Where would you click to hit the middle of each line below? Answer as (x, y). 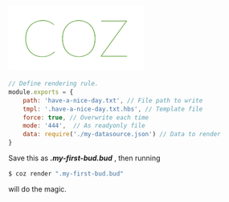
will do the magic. (37, 189)
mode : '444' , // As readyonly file (84, 126)
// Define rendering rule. (53, 83)
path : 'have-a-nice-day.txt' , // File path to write (113, 100)
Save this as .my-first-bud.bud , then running (84, 158)
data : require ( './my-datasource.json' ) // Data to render (122, 135)
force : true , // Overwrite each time (86, 117)
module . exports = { (41, 92)
